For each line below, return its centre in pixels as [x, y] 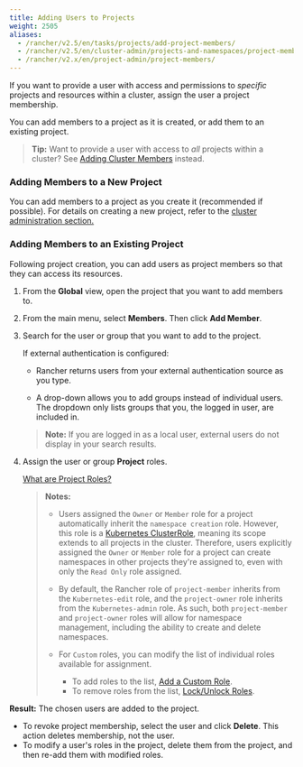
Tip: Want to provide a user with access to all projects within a [147, 149]
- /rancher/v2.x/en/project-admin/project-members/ [117, 60]
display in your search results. [101, 444]
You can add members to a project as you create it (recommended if [136, 202]
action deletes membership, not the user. [99, 735]
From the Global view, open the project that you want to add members [153, 291]
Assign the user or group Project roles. [95, 461]
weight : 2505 [34, 26]
